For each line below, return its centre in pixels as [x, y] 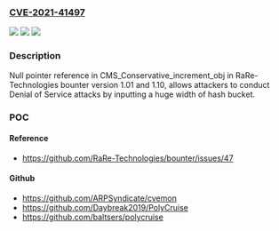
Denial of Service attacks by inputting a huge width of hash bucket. [132, 94]
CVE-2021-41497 [48, 12]
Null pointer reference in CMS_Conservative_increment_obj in [121, 75]
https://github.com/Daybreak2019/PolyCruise [105, 207]
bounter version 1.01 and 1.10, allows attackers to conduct [165, 84]
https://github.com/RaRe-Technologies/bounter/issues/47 [128, 158]
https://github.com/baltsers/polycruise [93, 217]
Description [35, 56]
